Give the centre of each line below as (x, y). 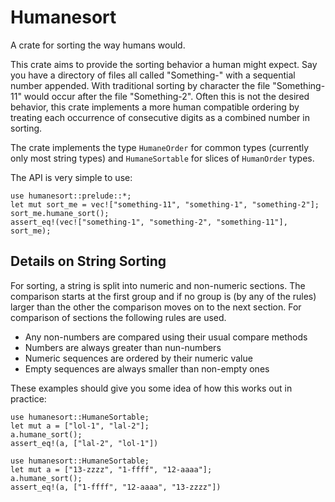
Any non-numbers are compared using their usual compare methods (166, 337)
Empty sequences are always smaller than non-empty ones (147, 368)
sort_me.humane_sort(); (60, 213)
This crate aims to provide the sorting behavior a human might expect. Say (164, 64)
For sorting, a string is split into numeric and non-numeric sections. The (158, 285)
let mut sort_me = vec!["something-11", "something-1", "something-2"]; (165, 204)
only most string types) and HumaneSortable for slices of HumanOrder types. (162, 158)
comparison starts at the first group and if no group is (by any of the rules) (163, 296)
